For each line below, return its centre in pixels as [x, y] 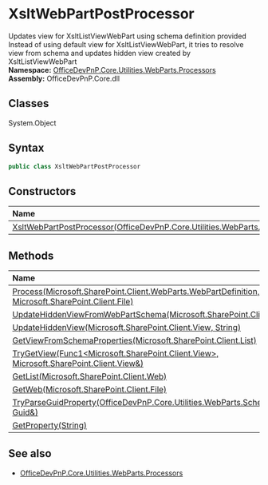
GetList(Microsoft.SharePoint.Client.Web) [90, 376]
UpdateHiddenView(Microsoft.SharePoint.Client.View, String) [127, 328]
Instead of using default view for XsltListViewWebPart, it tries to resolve [126, 44]
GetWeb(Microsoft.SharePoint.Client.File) [90, 390]
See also [30, 453]
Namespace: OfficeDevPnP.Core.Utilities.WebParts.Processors [112, 70]
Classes [29, 103]
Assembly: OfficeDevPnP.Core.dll [64, 78]
